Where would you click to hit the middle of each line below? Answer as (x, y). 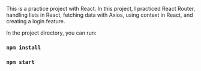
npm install (24, 47)
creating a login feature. (36, 21)
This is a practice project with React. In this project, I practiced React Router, (101, 9)
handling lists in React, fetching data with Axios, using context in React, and (100, 15)
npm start (20, 62)
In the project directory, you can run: (51, 33)
